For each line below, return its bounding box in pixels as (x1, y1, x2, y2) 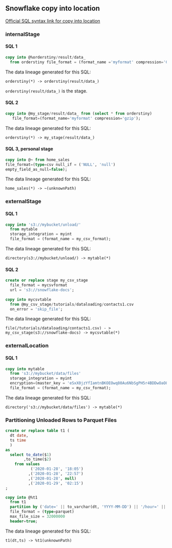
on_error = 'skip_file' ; (10, 306, 63, 312)
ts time (10, 437, 27, 443)
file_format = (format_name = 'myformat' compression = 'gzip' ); (12, 116, 141, 121)
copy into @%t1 (5, 495, 38, 500)
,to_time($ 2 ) (24, 457, 52, 462)
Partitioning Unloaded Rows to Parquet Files (5, 416, 117, 424)
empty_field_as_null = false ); (5, 167, 68, 172)
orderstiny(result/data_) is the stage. (5, 87, 88, 94)
